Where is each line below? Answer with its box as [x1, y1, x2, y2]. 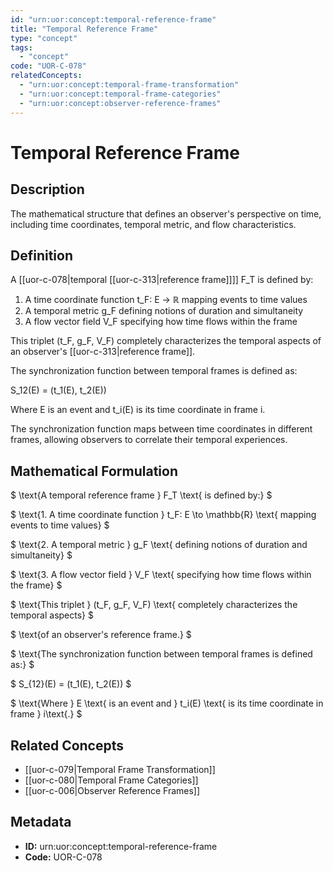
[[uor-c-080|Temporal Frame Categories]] [24, 774, 199, 786]
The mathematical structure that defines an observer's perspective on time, [10, 207, 322, 220]
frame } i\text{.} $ [10, 708, 83, 720]
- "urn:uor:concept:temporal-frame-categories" [19, 89, 222, 99]
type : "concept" [10, 33, 78, 43]
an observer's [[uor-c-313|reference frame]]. [10, 346, 196, 358]
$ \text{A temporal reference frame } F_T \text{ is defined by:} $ [10, 489, 273, 501]
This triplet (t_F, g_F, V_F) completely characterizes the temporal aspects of [10, 335, 322, 347]
